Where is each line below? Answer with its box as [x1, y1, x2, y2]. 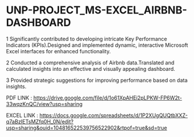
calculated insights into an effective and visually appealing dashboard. [6, 65, 175, 72]
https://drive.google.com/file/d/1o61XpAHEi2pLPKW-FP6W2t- [33, 94, 182, 101]
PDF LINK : [6, 94, 32, 101]
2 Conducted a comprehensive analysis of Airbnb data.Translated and [6, 59, 175, 66]
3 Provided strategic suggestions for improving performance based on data [6, 77, 188, 84]
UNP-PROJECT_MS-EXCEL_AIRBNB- [6, 4, 188, 17]
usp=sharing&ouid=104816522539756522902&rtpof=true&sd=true [6, 124, 168, 131]
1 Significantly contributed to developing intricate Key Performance [6, 35, 168, 42]
